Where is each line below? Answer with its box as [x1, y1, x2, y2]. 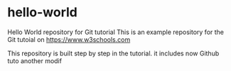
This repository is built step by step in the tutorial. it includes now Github [7, 49, 220, 58]
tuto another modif [7, 56, 63, 65]
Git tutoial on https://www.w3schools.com [7, 35, 131, 43]
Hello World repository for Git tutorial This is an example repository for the [7, 28, 225, 36]
